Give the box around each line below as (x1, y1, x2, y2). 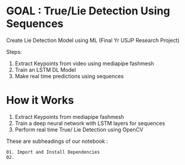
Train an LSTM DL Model (14, 66, 76, 73)
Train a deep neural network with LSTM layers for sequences (14, 120, 165, 127)
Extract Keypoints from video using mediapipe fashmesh (14, 60, 154, 67)
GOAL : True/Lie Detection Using (6, 4, 170, 18)
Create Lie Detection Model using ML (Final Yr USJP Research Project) (6, 36, 180, 44)
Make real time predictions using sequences (14, 72, 124, 80)
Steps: (6, 48, 22, 55)
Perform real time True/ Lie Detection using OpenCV (14, 126, 144, 133)
